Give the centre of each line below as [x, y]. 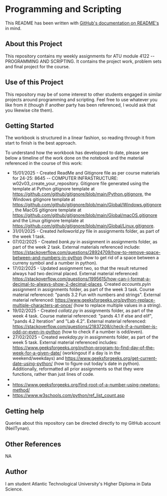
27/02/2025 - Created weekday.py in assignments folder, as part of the [85, 337]
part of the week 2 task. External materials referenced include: [76, 247]
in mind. [13, 28]
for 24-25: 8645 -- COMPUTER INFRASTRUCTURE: [65, 178]
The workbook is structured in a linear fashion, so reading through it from [80, 138]
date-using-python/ [33, 364]
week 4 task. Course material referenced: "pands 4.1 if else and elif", [83, 316]
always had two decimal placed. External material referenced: [76, 274]
